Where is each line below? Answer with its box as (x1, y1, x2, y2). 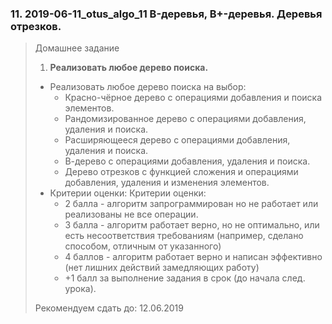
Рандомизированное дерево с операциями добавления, (64, 113, 307, 125)
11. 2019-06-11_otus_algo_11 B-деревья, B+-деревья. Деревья (10, 7, 323, 21)
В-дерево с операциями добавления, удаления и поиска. (64, 155, 311, 167)
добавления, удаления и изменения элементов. (64, 177, 270, 189)
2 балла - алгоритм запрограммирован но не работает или (64, 198, 319, 210)
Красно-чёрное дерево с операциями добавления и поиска (64, 92, 323, 104)
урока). (64, 283, 97, 295)
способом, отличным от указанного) (64, 240, 222, 252)
